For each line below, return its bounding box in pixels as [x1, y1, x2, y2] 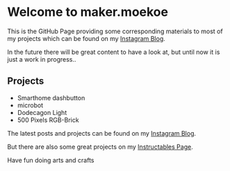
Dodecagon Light [17, 108, 67, 116]
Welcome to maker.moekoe [7, 4, 169, 20]
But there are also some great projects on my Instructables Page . [7, 143, 193, 151]
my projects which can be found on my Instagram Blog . [7, 34, 165, 42]
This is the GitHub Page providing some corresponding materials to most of [7, 27, 224, 35]
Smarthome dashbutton [17, 93, 85, 102]
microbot [17, 101, 44, 109]
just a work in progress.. [7, 55, 76, 63]
